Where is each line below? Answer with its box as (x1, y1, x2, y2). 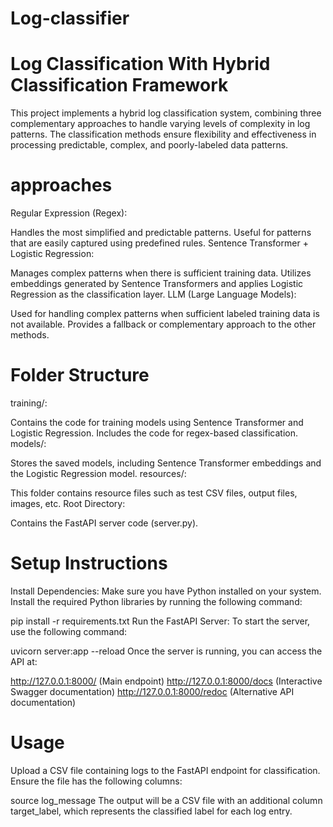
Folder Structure (10, 364, 150, 387)
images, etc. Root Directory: (10, 498, 126, 509)
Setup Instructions (10, 552, 168, 575)
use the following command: (10, 625, 128, 637)
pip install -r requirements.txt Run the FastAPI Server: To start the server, (10, 615, 311, 627)
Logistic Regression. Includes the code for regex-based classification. (10, 427, 298, 439)
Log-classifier (10, 7, 130, 30)
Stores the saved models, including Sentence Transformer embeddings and (10, 457, 322, 469)
